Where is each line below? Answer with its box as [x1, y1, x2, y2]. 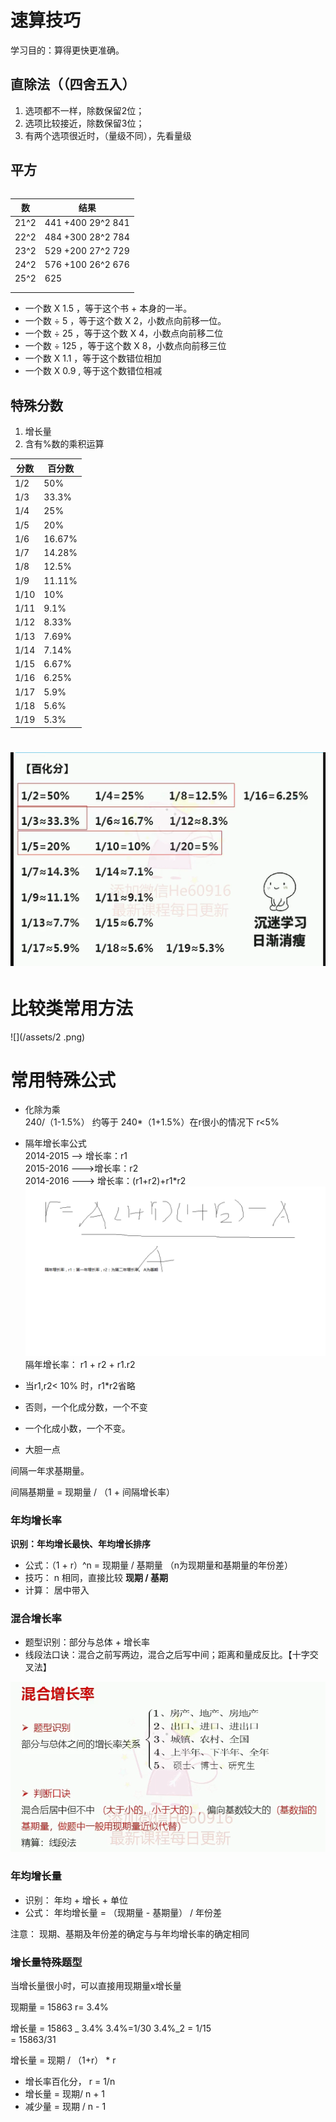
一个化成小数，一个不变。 [24, 1422, 131, 1434]
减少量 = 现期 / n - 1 [24, 2100, 107, 2112]
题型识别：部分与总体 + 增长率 [24, 1636, 150, 1648]
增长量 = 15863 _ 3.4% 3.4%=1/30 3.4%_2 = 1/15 [10, 2022, 212, 2034]
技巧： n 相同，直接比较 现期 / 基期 [24, 1571, 168, 1583]
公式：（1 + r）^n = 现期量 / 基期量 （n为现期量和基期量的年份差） [24, 1559, 294, 1571]
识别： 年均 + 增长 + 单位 [24, 1894, 129, 1906]
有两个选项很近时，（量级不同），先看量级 [24, 129, 192, 141]
